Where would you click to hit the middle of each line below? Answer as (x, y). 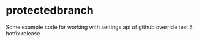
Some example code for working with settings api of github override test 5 (99, 27)
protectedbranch (50, 10)
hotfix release (23, 33)
